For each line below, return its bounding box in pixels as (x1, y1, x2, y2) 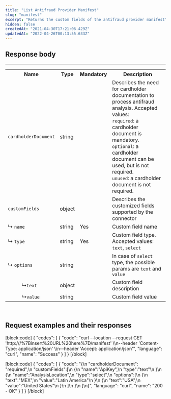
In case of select (111, 252, 153, 259)
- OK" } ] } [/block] (5, 388, 44, 394)
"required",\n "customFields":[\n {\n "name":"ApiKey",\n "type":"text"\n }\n (5, 366, 162, 372)
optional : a (111, 142, 139, 149)
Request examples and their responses (5, 321, 132, 330)
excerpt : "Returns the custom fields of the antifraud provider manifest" (5, 17, 167, 22)
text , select (111, 244, 141, 251)
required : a (111, 117, 139, 124)
